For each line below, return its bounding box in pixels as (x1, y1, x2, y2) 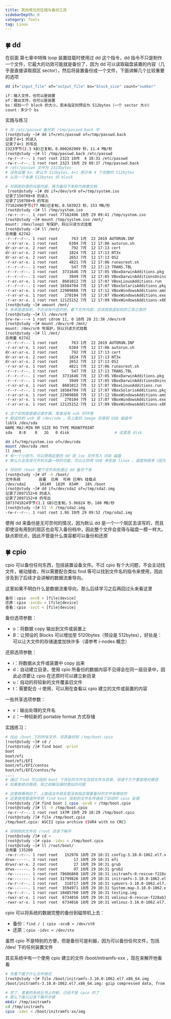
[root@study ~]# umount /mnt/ (5, 302, 70, 307)
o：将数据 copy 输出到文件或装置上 (12, 626, 87, 632)
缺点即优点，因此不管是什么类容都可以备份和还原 (5, 532, 108, 539)
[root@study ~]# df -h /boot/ (5, 472, 70, 477)
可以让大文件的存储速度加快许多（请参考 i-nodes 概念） (12, 638, 130, 645)
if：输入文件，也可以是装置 (5, 93, 56, 98)
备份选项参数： (5, 615, 37, 621)
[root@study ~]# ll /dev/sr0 (5, 312, 67, 317)
